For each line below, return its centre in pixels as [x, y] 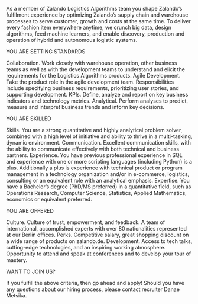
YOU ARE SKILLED [29, 119]
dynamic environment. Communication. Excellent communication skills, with [98, 143]
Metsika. [17, 295]
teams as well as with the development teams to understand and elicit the [95, 69]
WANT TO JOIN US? [31, 271]
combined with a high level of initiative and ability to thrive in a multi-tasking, [99, 136]
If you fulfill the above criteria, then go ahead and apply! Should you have [95, 283]
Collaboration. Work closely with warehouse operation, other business [92, 63]
